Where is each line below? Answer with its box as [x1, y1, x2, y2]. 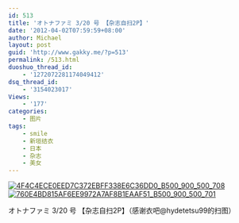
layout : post [8, 41, 52, 49]
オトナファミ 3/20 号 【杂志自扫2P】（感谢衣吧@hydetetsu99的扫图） [8, 206, 236, 215]
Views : [8, 93, 30, 101]
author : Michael [8, 33, 62, 42]
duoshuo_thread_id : [8, 63, 73, 71]
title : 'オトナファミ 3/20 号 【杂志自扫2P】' [8, 19, 149, 27]
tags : [8, 122, 26, 130]
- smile [22, 129, 48, 137]
